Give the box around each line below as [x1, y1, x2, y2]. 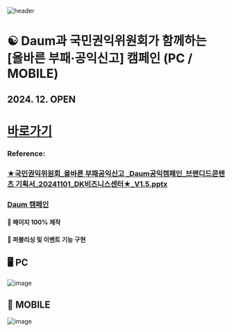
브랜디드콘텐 [185, 168, 225, 178]
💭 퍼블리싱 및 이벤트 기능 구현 [7, 235, 86, 244]
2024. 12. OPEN [7, 93, 76, 105]
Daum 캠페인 [7, 199, 49, 209]
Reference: [7, 148, 46, 158]
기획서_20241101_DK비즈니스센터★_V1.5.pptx [15, 179, 168, 189]
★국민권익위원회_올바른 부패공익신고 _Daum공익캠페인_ [7, 168, 186, 178]
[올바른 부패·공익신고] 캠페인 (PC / [7, 51, 193, 66]
